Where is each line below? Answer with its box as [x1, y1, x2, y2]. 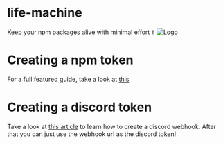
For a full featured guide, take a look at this [7, 75, 130, 83]
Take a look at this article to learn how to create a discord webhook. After [7, 122, 217, 130]
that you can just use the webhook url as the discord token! [7, 130, 177, 138]
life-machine [7, 5, 82, 21]
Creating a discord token [7, 99, 152, 115]
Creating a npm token [7, 52, 134, 68]
